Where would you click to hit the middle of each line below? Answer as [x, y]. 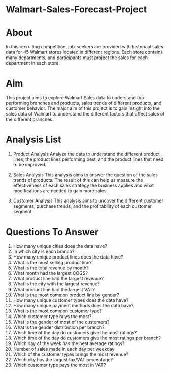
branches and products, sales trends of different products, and [96, 103]
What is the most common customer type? [57, 311]
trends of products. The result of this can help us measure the [78, 180]
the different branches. [30, 119]
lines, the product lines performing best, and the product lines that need [88, 159]
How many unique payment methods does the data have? [73, 305]
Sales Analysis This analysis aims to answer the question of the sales [85, 175]
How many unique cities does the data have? [60, 246]
